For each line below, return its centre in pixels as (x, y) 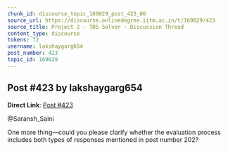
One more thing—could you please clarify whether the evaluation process (114, 132)
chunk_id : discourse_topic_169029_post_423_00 (77, 14)
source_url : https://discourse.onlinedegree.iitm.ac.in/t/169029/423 (112, 20)
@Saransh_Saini (31, 118)
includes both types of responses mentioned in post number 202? (103, 139)
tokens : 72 (23, 40)
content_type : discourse (44, 33)
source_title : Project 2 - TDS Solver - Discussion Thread (96, 27)
